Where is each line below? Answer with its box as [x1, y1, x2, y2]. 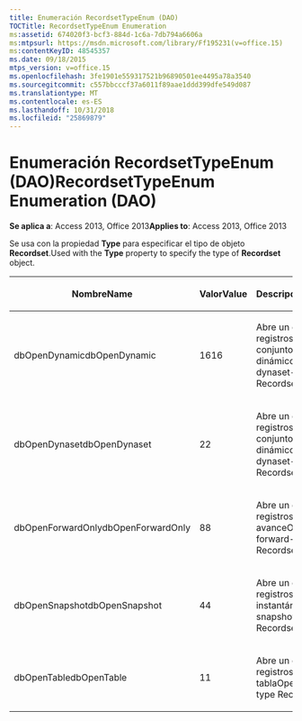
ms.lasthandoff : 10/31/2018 [9, 105, 115, 114]
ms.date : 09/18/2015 [9, 55, 87, 64]
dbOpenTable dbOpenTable [13, 671, 128, 684]
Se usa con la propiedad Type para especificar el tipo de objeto [9, 238, 245, 249]
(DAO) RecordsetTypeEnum [9, 172, 216, 192]
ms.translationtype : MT [9, 88, 99, 97]
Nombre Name [71, 287, 133, 300]
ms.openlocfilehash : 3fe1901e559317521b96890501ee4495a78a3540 [9, 72, 252, 81]
